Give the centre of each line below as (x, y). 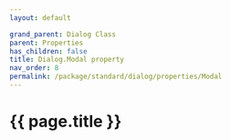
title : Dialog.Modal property (67, 60)
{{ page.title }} (66, 121)
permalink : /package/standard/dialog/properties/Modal (116, 77)
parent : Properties (47, 43)
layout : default (40, 18)
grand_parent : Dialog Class (63, 34)
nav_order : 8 (34, 68)
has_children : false (49, 51)
